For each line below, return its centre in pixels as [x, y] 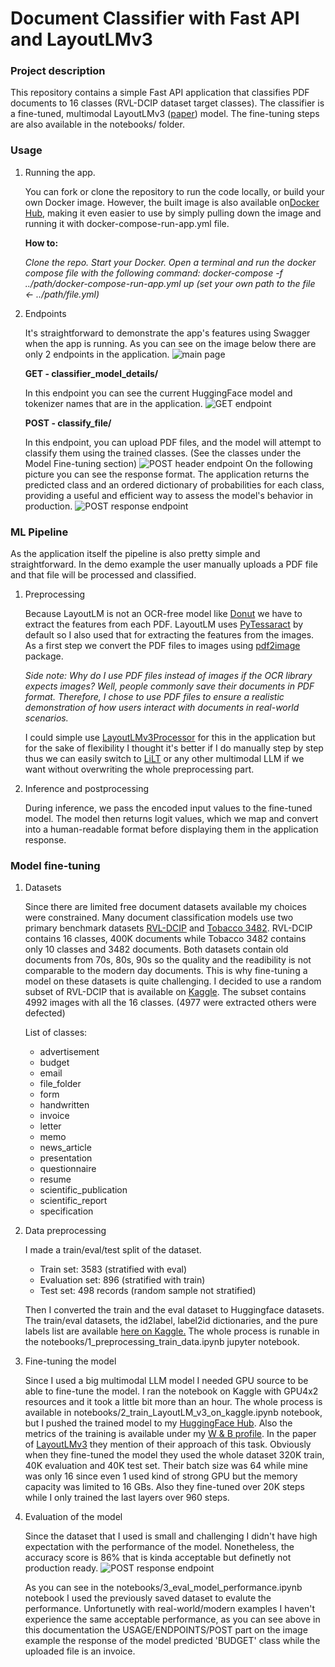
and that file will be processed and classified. [103, 575]
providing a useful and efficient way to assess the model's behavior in [168, 495]
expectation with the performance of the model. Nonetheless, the [159, 1547]
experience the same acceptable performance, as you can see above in [172, 1619]
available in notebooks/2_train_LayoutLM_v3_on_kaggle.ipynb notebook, [173, 1413]
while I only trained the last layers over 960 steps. [127, 1498]
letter [50, 1126]
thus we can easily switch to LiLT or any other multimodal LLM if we [164, 759]
